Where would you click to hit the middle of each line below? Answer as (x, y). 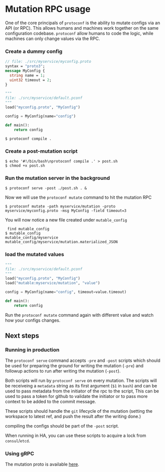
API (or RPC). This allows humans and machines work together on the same (82, 28)
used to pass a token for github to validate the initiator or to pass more (76, 396)
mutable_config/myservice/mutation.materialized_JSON (62, 242)
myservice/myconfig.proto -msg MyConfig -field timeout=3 (66, 211)
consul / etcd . (18, 441)
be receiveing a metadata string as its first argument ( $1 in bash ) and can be (81, 386)
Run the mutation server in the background (58, 178)
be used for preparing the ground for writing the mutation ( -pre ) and (74, 366)
